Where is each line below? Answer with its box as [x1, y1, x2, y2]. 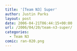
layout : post [5, 16, 31, 21]
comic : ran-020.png [5, 39, 45, 44]
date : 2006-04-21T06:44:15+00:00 [5, 20, 73, 26]
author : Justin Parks [5, 12, 49, 17]
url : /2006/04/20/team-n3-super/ [5, 25, 73, 30]
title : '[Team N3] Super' [5, 7, 57, 12]
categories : [5, 30, 29, 34]
